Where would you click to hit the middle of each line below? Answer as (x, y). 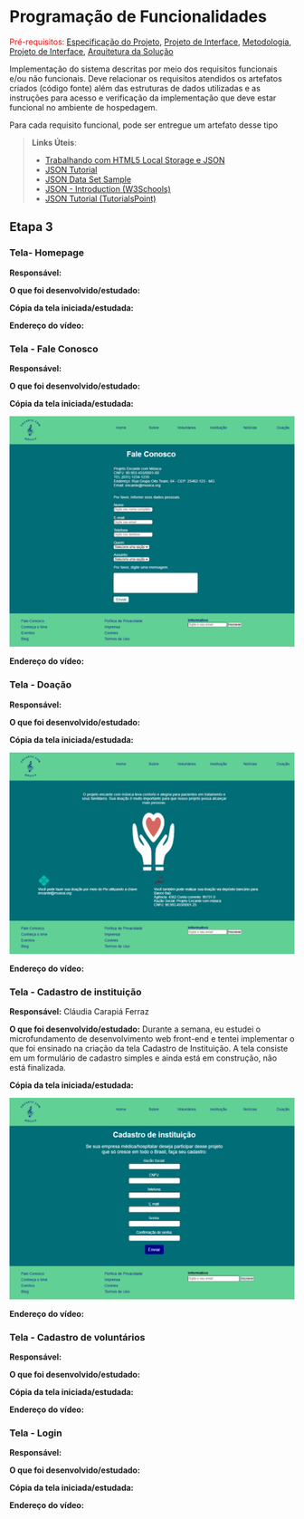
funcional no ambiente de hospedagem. (84, 107)
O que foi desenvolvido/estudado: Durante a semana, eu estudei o (135, 1029)
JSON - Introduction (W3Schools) (108, 188)
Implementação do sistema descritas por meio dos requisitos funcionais (143, 69)
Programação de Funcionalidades (138, 17)
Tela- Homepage (47, 253)
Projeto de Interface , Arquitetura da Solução (91, 51)
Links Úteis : (54, 142)
